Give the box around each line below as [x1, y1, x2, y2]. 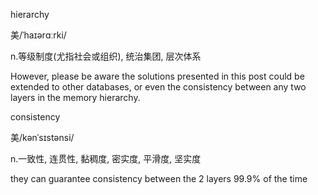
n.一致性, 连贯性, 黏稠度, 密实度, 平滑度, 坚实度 [10, 153, 202, 164]
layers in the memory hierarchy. [10, 92, 141, 103]
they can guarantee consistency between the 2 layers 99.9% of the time [10, 173, 308, 184]
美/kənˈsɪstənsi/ [10, 132, 75, 143]
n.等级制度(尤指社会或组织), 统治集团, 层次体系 [10, 50, 202, 62]
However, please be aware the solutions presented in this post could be [10, 70, 305, 82]
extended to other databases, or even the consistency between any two [10, 81, 307, 93]
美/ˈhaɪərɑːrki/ [10, 29, 67, 41]
